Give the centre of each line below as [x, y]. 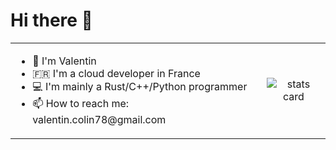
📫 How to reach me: [81, 103]
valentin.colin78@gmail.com [99, 119]
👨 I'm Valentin [64, 61]
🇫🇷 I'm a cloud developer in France [116, 73]
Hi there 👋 [51, 20]
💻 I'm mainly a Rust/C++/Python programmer [140, 86]
